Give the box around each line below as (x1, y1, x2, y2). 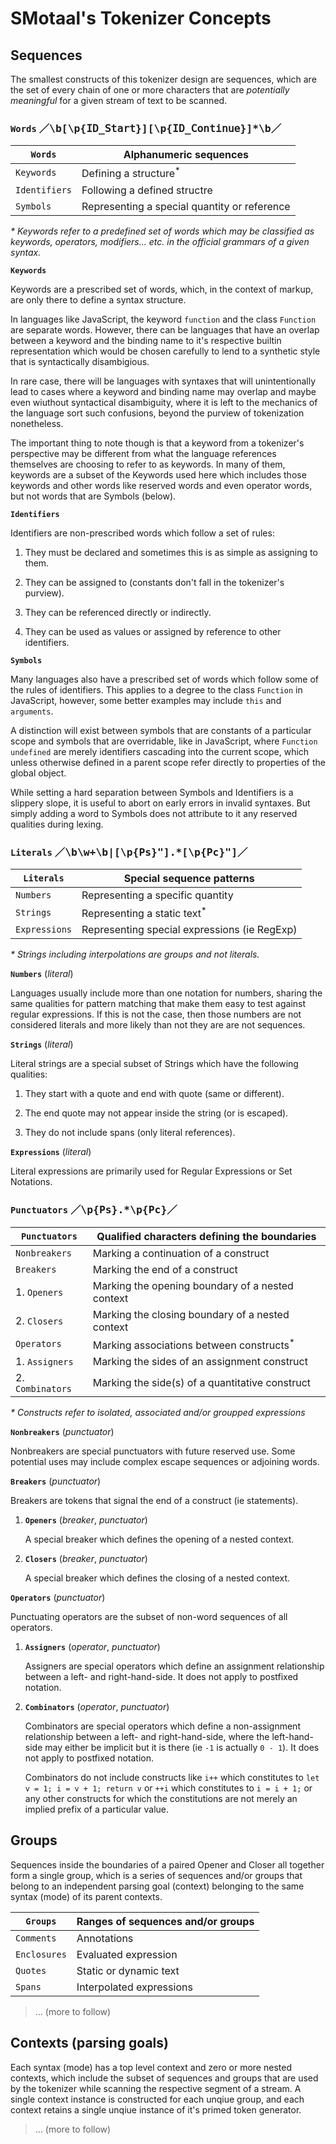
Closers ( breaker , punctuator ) (24, 1552, 148, 1564)
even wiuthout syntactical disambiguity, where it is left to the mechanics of (10, 396, 318, 408)
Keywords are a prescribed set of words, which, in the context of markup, (10, 283, 314, 295)
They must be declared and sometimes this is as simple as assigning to (24, 546, 318, 558)
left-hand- (271, 1730, 314, 1742)
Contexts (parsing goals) (10, 2035, 169, 2052)
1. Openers (15, 1285, 64, 1299)
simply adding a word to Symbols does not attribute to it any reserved (10, 807, 298, 819)
